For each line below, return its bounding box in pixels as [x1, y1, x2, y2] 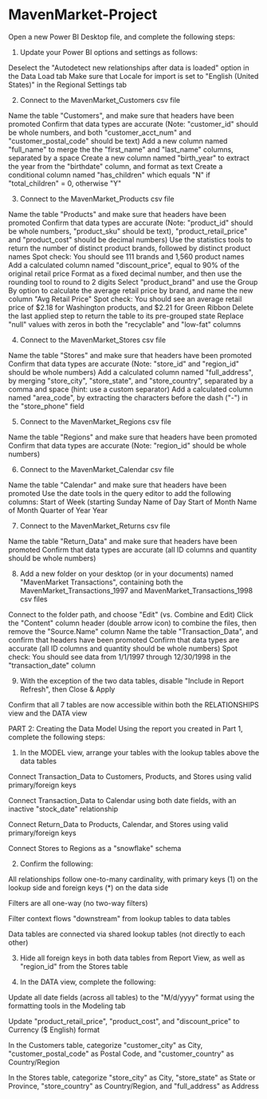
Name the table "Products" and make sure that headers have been [8, 209, 227, 219]
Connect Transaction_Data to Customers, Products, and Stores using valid [8, 771, 253, 781]
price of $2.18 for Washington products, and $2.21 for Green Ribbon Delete [8, 302, 253, 312]
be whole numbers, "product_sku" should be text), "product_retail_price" [8, 226, 248, 236]
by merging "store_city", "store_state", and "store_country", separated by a [8, 376, 253, 385]
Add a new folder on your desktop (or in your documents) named [19, 569, 234, 578]
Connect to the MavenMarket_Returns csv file [19, 521, 171, 530]
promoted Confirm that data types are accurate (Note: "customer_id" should [8, 119, 259, 128]
